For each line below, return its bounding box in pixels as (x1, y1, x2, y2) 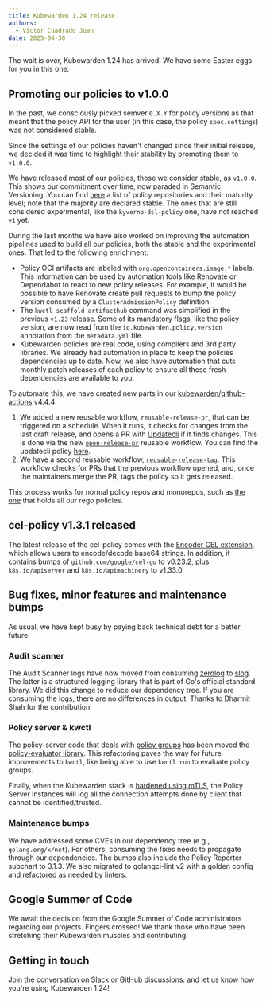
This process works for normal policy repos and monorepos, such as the (8, 487, 246, 497)
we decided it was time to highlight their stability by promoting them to (8, 149, 239, 159)
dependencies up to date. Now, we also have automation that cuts (19, 356, 237, 366)
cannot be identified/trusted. (8, 798, 102, 807)
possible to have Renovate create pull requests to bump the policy (19, 288, 237, 299)
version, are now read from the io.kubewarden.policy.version (19, 323, 222, 332)
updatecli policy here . (19, 447, 91, 456)
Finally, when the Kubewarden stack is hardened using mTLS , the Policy (8, 781, 244, 791)
